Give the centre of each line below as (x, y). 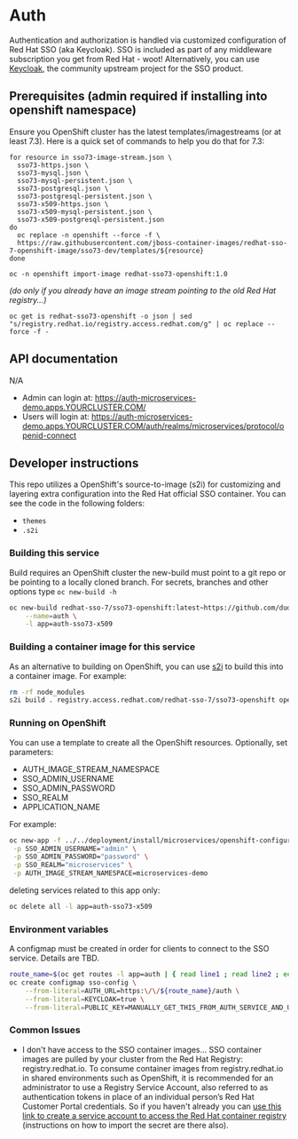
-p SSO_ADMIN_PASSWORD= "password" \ (81, 857)
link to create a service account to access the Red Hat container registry (154, 1115)
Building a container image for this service (102, 647)
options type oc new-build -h (63, 591)
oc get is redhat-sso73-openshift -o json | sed (101, 316)
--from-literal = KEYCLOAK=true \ (85, 999)
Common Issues (45, 1030)
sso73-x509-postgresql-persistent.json (91, 219)
